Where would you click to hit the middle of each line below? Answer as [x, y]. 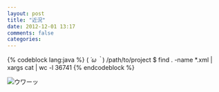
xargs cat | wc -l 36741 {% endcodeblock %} [71, 68]
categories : [24, 39]
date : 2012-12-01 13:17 [41, 26]
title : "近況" [27, 20]
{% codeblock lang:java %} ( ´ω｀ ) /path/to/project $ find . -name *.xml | [110, 60]
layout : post [26, 13]
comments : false [30, 33]
